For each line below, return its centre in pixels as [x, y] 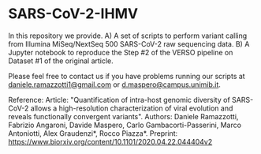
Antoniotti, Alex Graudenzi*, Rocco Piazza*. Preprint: [93, 133]
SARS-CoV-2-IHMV [73, 14]
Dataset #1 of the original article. [61, 61]
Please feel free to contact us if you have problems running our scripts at [127, 76]
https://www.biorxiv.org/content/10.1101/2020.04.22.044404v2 [110, 141]
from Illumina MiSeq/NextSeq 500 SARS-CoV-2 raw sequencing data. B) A [129, 43]
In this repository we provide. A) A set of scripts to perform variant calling [128, 36]
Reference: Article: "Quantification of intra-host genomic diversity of [119, 100]
